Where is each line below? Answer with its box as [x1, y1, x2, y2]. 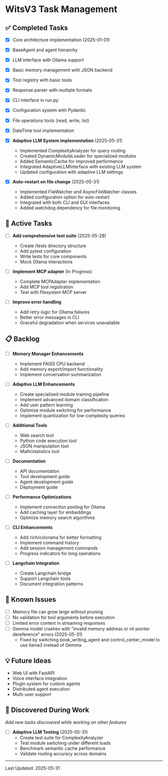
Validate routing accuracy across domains [19, 750, 106, 756]
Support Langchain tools [19, 576, 71, 581]
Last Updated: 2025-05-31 [5, 765, 60, 771]
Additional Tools [12, 422, 47, 428]
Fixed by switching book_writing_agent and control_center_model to [19, 637, 160, 643]
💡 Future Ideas [5, 656, 51, 665]
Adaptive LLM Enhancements [12, 381, 75, 387]
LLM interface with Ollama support [12, 57, 84, 63]
